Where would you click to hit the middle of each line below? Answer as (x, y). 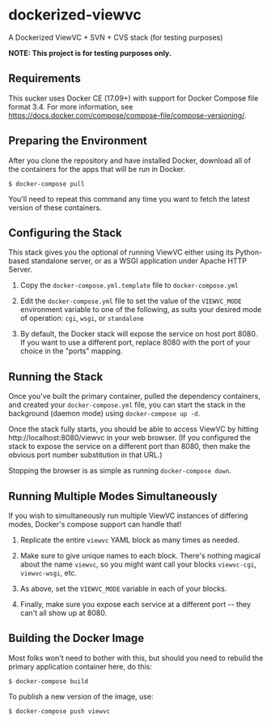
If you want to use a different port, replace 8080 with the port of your (135, 343)
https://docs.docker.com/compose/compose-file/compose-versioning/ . (127, 115)
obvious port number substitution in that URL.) (86, 455)
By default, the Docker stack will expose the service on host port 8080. (139, 334)
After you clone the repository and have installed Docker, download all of (130, 160)
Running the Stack (56, 376)
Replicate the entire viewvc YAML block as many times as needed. (130, 540)
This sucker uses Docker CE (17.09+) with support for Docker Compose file (133, 98)
